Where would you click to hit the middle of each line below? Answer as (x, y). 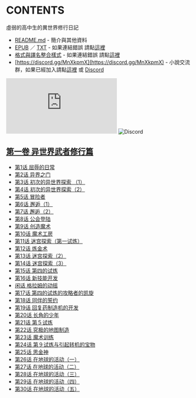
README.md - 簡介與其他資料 (51, 40)
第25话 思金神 (32, 352)
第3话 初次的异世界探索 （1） (50, 182)
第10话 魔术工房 (34, 234)
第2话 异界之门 (33, 174)
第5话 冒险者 (30, 196)
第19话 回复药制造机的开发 (47, 308)
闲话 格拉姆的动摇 (36, 285)
